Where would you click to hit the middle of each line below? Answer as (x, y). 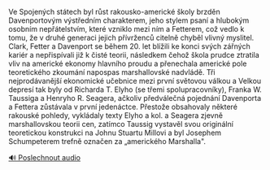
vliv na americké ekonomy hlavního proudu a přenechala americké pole (128, 63)
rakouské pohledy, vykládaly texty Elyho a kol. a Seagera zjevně (116, 116)
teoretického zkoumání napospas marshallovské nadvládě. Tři (112, 72)
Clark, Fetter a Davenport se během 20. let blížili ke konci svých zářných (129, 46)
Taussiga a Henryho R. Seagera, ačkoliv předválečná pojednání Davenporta (135, 98)
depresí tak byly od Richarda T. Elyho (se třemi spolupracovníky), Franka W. (135, 89)
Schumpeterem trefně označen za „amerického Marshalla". (107, 141)
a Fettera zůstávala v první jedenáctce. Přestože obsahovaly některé (123, 107)
